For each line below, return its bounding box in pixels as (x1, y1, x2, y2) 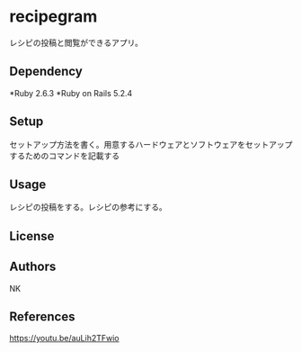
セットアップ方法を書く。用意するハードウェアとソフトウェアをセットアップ (9, 139, 293, 149)
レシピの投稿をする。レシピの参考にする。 (9, 202, 168, 212)
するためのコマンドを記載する (9, 150, 120, 161)
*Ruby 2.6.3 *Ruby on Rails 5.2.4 (9, 87, 133, 98)
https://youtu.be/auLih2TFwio (9, 333, 120, 344)
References (9, 309, 75, 324)
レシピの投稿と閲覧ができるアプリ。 (9, 37, 144, 48)
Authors (9, 259, 57, 275)
